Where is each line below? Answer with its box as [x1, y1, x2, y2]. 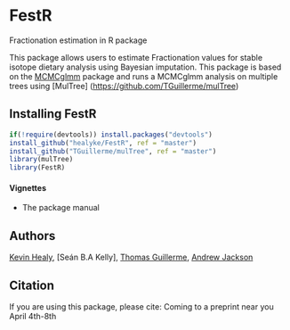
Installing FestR [9, 106, 97, 121]
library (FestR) [9, 163, 66, 172]
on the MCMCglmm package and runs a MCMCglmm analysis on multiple [9, 70, 278, 81]
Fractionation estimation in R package [9, 35, 148, 45]
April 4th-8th [9, 310, 57, 321]
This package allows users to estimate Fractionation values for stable [9, 52, 263, 62]
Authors [9, 228, 56, 243]
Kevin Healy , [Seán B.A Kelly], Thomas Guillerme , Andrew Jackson [9, 252, 254, 263]
